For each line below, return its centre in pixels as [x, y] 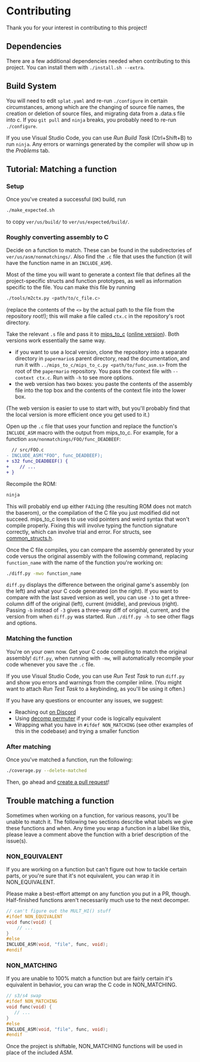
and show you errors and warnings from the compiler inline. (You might [94, 682]
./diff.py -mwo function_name [44, 574]
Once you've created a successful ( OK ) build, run [66, 200]
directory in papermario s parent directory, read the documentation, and [102, 358]
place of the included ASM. [40, 1052]
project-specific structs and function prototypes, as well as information [94, 281]
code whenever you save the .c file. [51, 664]
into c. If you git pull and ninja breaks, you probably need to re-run [91, 120]
